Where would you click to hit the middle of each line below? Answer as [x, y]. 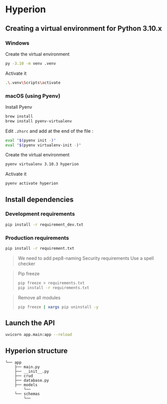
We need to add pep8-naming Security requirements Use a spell [86, 258]
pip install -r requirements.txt [54, 288]
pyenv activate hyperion [32, 184]
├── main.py [27, 367]
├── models [26, 385]
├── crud [24, 376]
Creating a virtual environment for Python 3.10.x [84, 28]
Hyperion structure [37, 350]
